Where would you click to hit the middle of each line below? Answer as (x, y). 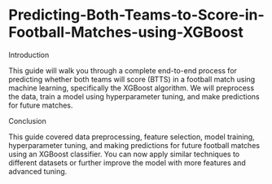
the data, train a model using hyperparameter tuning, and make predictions (134, 96)
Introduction (29, 55)
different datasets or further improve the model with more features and (127, 162)
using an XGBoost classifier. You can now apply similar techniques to (124, 154)
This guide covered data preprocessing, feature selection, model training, (132, 137)
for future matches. (41, 105)
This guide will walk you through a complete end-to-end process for (123, 70)
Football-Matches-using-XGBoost (126, 32)
